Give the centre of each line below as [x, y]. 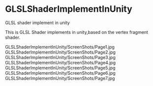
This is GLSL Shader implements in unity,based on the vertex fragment [77, 32]
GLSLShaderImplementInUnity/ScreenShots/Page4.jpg [60, 62]
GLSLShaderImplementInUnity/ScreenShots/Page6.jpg [60, 73]
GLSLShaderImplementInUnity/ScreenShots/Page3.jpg [60, 57]
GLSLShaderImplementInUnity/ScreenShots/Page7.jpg [60, 78]
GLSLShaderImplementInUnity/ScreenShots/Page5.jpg [60, 68]
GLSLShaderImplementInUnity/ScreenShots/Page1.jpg [60, 47]
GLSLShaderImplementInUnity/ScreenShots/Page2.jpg [60, 52]
